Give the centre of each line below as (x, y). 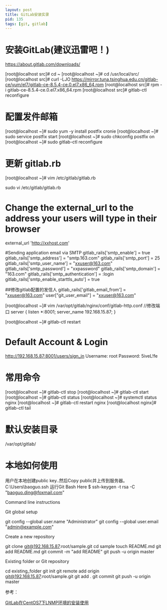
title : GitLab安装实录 (27, 15)
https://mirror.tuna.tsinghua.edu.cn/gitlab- (115, 79)
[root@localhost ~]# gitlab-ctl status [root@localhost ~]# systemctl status (81, 397)
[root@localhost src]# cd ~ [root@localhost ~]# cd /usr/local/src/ (72, 74)
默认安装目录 (32, 430)
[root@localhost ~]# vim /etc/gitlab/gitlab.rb (51, 178)
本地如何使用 (32, 466)
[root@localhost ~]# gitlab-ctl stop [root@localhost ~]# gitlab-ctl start (77, 392)
